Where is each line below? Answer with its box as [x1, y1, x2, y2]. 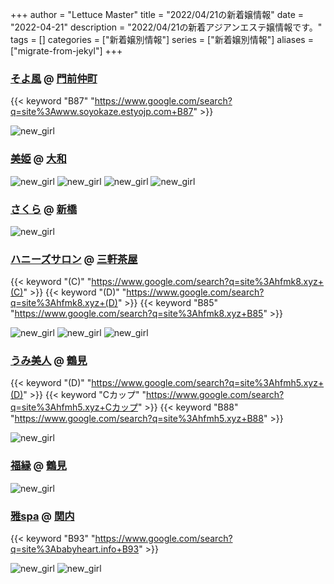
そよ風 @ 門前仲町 [10, 71, 98, 85]
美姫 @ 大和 [10, 152, 67, 166]
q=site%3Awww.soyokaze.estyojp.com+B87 [10, 106, 194, 118]
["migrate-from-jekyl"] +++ [10, 45, 123, 57]
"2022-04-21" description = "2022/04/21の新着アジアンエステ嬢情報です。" [10, 21, 323, 33]
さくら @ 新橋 [10, 202, 78, 216]
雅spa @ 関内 [10, 509, 75, 523]
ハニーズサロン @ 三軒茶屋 [10, 252, 138, 266]
